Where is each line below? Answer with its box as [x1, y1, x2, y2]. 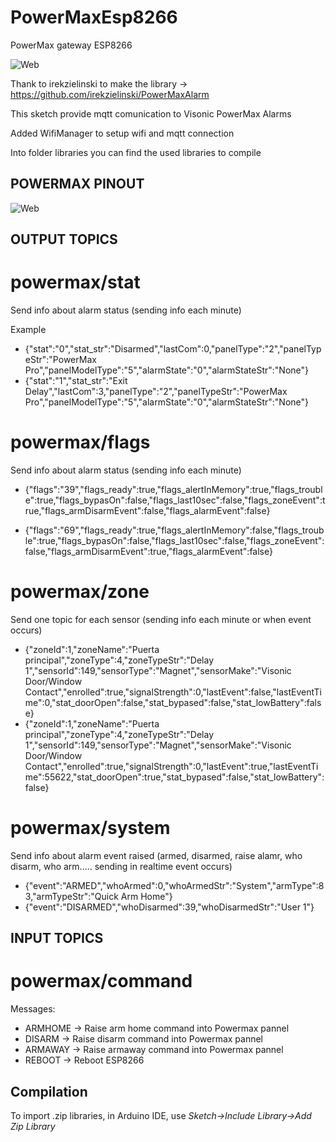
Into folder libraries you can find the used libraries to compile [10, 146, 262, 158]
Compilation [10, 1083, 88, 1100]
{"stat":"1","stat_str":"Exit [24, 375, 128, 387]
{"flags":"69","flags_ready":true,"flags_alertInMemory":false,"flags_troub [24, 524, 325, 536]
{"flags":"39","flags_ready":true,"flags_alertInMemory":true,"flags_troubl [24, 484, 323, 496]
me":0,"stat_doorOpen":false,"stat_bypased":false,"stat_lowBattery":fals [24, 696, 322, 708]
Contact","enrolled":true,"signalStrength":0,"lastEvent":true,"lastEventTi [24, 760, 319, 772]
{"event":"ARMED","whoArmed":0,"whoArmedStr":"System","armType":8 [24, 879, 325, 891]
